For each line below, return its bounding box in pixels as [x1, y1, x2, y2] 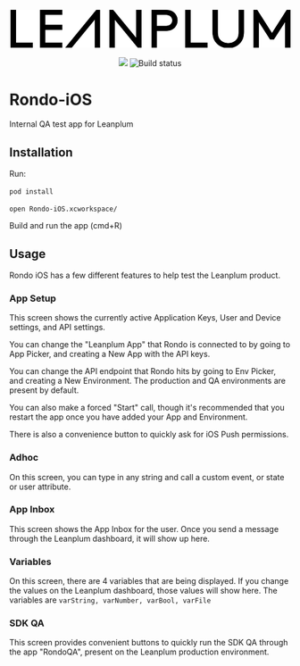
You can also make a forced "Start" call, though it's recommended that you [9, 403, 285, 413]
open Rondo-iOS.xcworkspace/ [9, 204, 118, 214]
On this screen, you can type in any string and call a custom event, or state [9, 471, 285, 482]
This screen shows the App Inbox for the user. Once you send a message [9, 523, 279, 534]
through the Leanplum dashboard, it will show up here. [9, 533, 210, 544]
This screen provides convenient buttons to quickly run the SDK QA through [9, 637, 288, 648]
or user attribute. [9, 481, 71, 492]
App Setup [9, 292, 56, 304]
